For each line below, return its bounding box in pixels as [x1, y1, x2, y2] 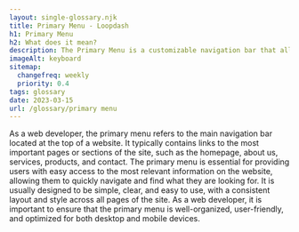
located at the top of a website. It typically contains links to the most [9, 138, 260, 148]
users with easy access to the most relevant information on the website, [9, 166, 273, 177]
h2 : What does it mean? [9, 37, 98, 47]
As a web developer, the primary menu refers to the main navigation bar [9, 128, 273, 139]
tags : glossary [9, 87, 66, 96]
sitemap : [9, 63, 42, 72]
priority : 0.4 [17, 79, 69, 88]
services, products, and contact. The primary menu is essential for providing [9, 156, 290, 167]
